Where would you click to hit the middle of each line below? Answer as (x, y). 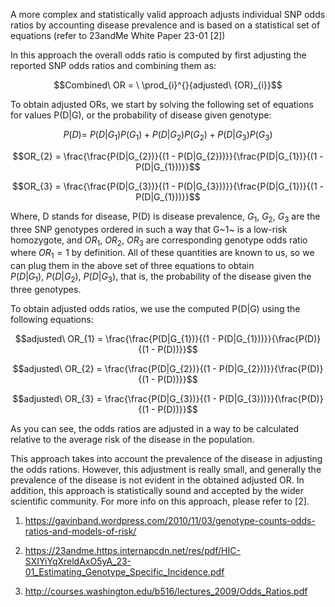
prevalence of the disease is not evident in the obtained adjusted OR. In (157, 480)
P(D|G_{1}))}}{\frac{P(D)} (270, 338)
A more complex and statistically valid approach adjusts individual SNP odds (168, 14)
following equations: (52, 319)
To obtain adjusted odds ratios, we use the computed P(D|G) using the (155, 308)
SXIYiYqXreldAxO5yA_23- (78, 561)
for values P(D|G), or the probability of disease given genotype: (141, 115)
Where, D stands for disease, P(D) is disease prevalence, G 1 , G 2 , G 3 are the (165, 217)
